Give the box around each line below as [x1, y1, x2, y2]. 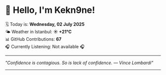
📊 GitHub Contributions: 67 [5, 36, 62, 42]
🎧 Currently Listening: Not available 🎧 [5, 43, 85, 49]
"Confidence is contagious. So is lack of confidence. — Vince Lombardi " [5, 60, 154, 66]
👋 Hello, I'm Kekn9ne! [5, 4, 95, 16]
